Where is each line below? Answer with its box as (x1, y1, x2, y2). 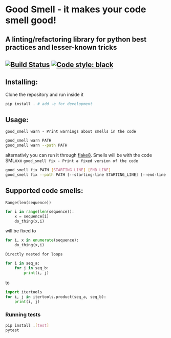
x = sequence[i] (14, 214, 50, 219)
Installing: (5, 78, 38, 87)
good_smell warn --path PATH (5, 143, 68, 148)
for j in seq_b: (14, 266, 50, 271)
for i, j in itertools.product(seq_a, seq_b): (5, 294, 106, 300)
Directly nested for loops (5, 252, 63, 257)
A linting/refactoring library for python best (5, 35, 147, 44)
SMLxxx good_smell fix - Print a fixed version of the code (5, 157, 138, 164)
